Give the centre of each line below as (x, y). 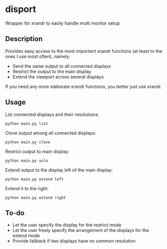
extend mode (26, 236)
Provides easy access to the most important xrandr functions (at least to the (84, 51)
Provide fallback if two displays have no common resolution (74, 241)
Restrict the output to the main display (52, 71)
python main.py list (27, 123)
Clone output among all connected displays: (51, 133)
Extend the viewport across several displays (58, 77)
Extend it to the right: (27, 188)
